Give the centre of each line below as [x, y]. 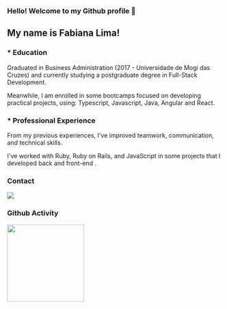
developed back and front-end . [52, 163]
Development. [27, 82]
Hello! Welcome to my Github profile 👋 [71, 11]
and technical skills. [35, 143]
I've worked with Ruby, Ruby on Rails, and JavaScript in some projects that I [114, 156]
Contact [21, 181]
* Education [27, 53]
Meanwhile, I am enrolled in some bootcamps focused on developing [104, 95]
